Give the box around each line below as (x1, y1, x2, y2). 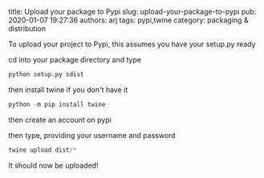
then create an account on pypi (8, 115, 112, 124)
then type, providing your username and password (8, 130, 176, 140)
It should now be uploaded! (8, 160, 99, 170)
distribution (8, 24, 47, 33)
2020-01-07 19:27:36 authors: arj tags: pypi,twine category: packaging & (8, 15, 249, 25)
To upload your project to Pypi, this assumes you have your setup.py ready (8, 39, 256, 49)
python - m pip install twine (8, 100, 106, 108)
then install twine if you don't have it (8, 84, 128, 95)
